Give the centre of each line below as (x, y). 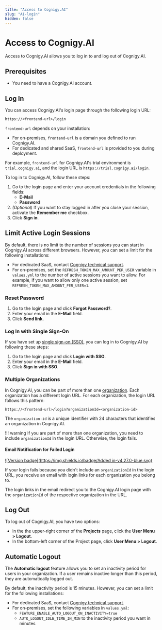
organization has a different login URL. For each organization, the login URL (80, 395)
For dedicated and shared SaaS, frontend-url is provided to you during (83, 148)
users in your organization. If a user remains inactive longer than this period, (81, 574)
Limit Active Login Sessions (48, 233)
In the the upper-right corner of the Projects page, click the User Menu (83, 531)
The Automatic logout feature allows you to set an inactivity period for (76, 568)
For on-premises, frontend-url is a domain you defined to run (74, 138)
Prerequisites (26, 71)
